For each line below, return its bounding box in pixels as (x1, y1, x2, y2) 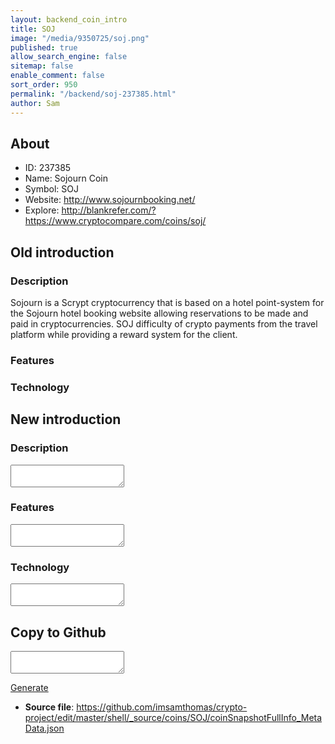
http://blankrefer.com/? (61, 204, 157, 216)
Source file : (24, 701, 75, 713)
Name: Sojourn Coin (24, 172, 109, 185)
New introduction (10, 411, 122, 428)
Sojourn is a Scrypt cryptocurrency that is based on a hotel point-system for (10, 297, 325, 308)
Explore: (24, 204, 60, 216)
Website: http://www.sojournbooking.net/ (24, 194, 196, 206)
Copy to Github (10, 624, 107, 641)
